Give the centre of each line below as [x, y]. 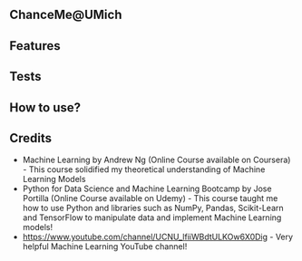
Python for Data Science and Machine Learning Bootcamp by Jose [147, 188]
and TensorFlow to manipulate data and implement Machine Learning [152, 217]
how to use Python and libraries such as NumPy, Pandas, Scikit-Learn [153, 208]
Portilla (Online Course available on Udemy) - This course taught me [150, 198]
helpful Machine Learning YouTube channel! [105, 246]
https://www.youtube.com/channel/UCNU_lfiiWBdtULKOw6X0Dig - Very [157, 237]
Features [35, 46]
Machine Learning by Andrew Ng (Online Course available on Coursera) [156, 160]
